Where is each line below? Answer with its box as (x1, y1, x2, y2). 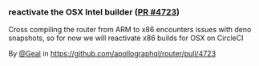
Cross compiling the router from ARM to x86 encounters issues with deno (8, 25, 252, 35)
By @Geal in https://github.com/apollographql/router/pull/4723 (8, 49, 217, 59)
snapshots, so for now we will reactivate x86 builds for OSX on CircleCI (8, 33, 244, 43)
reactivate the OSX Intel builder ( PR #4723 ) (8, 6, 180, 18)
